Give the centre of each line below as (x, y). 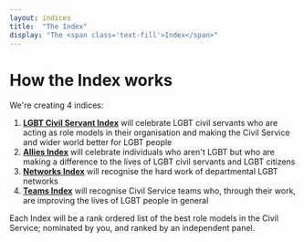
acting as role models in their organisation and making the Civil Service (156, 132)
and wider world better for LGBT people (97, 142)
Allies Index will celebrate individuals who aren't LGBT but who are (149, 153)
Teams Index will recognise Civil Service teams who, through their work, (159, 191)
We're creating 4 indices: (57, 105)
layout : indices (40, 18)
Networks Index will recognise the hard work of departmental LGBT (150, 172)
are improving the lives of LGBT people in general (115, 201)
